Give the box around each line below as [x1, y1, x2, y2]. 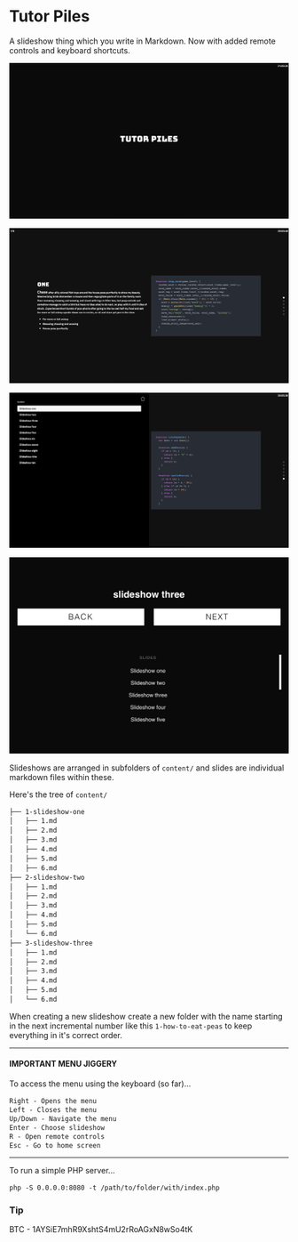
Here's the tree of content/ [9, 789, 108, 800]
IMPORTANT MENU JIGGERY [9, 1059, 118, 1069]
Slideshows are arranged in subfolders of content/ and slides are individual [9, 762, 285, 773]
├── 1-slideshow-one [9, 807, 86, 816]
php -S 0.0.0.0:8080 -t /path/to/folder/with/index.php [9, 1183, 220, 1193]
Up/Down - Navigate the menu [9, 1115, 117, 1124]
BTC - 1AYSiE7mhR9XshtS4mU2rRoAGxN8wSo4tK [9, 1224, 193, 1235]
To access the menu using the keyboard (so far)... [9, 1078, 192, 1089]
